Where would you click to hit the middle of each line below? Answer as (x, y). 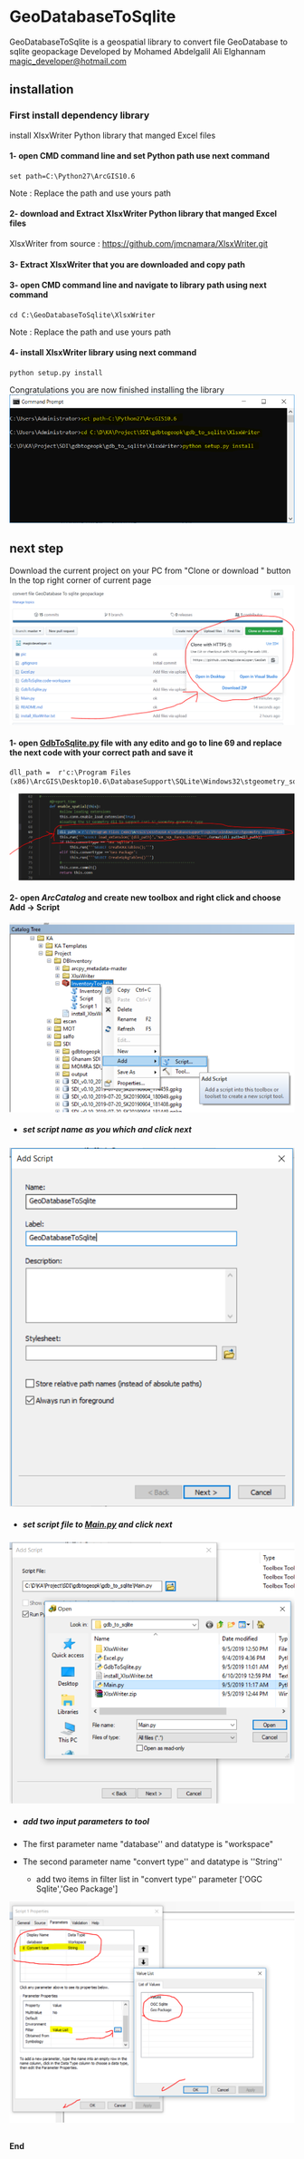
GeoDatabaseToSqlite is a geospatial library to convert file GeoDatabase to (148, 42)
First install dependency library (80, 115)
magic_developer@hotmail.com (68, 61)
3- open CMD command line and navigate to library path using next (138, 285)
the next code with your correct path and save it (101, 752)
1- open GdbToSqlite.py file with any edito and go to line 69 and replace (146, 743)
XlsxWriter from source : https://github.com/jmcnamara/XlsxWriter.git (139, 244)
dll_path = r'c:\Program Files (70, 773)
